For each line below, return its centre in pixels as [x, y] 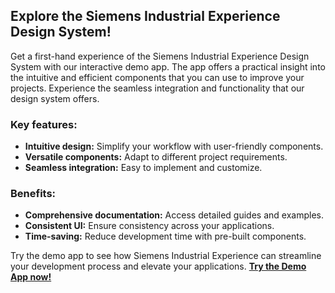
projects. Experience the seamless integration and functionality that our [157, 88]
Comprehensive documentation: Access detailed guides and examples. [174, 215]
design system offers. [55, 98]
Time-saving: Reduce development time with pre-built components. [165, 236]
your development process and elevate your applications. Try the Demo [158, 266]
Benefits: [33, 194]
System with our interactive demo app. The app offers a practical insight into [168, 66]
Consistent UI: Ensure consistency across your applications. [149, 226]
